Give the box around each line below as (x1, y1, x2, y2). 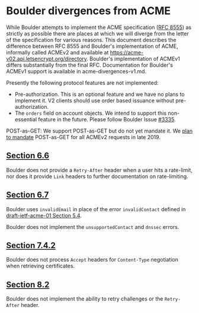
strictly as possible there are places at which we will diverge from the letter (6, 30, 190, 37)
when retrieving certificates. (6, 262, 75, 270)
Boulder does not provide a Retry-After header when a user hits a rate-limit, (6, 166, 192, 173)
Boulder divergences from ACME (6, 4, 171, 18)
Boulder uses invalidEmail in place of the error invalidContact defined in (6, 205, 186, 212)
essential (14, 115, 37, 122)
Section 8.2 (6, 279, 50, 289)
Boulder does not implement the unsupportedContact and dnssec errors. (6, 223, 179, 230)
